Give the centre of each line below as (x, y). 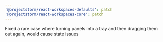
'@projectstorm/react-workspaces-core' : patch (54, 14)
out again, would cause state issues (42, 34)
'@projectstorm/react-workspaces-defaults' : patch (59, 10)
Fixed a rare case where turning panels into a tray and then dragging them (82, 28)
